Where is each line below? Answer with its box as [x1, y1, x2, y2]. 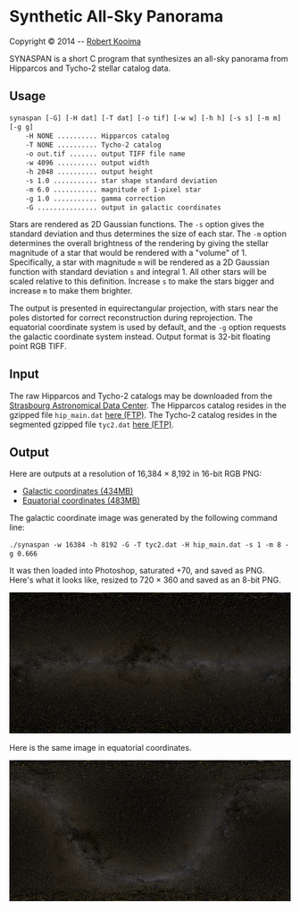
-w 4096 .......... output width [25, 158, 150, 167]
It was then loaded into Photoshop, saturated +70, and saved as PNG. [9, 566, 265, 576]
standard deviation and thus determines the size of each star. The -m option [9, 228, 287, 239]
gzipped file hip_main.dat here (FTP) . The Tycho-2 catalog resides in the [9, 409, 278, 420]
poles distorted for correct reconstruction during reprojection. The [9, 311, 253, 323]
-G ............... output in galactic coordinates [25, 203, 221, 212]
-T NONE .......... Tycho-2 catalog [25, 140, 162, 149]
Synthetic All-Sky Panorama [9, 6, 224, 27]
